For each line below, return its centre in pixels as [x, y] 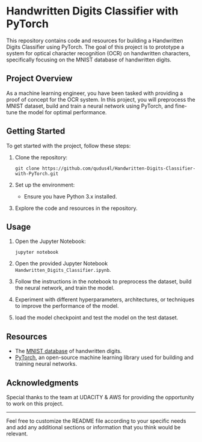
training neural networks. [46, 364]
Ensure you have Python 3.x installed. [70, 196]
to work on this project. [35, 404]
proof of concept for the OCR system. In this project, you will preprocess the [101, 99]
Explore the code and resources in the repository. [76, 208]
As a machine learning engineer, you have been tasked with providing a [95, 93]
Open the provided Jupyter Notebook [61, 263]
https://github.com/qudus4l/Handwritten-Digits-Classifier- [119, 168]
